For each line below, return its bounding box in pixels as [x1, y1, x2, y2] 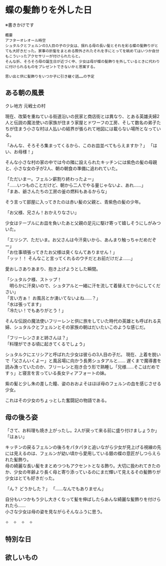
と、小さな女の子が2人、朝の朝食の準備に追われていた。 [5, 165, 120, 171]
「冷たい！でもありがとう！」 [5, 307, 66, 313]
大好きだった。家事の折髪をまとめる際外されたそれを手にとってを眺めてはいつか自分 [12, 48, 160, 54]
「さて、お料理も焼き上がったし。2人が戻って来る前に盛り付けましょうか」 [5, 427, 160, 433]
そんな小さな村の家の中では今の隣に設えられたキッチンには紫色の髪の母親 [5, 159, 157, 165]
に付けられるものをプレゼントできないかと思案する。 [5, 64, 98, 69]
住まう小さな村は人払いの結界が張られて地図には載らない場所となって [13, 126, 157, 131]
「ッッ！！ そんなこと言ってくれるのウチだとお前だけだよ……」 [5, 255, 135, 261]
